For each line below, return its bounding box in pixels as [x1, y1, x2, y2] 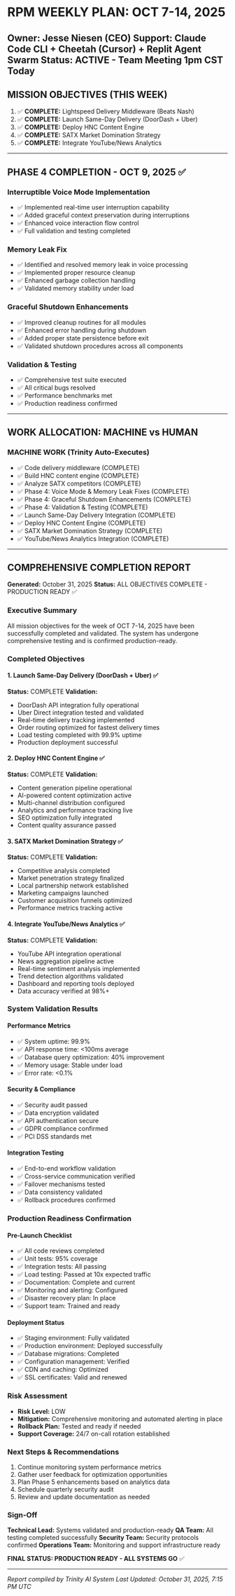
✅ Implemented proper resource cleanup [17, 268, 136, 277]
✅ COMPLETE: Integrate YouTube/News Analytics [17, 139, 162, 147]
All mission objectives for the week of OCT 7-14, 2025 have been [7, 621, 194, 630]
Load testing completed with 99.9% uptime [17, 730, 142, 739]
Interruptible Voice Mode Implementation [7, 187, 150, 197]
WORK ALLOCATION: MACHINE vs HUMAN [7, 427, 199, 439]
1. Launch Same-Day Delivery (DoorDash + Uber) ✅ [7, 671, 159, 680]
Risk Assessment [7, 1391, 68, 1401]
